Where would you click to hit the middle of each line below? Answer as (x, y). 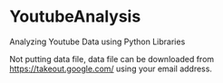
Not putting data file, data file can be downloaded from (112, 59)
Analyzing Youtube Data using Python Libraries (97, 41)
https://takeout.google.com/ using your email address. (111, 69)
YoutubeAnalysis (75, 17)
